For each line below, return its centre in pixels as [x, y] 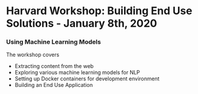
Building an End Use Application [54, 85]
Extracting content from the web [54, 66]
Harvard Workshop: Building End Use [99, 11]
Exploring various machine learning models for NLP [77, 73]
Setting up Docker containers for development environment [87, 79]
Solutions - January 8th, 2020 [82, 23]
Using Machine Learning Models [54, 42]
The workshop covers [33, 55]
